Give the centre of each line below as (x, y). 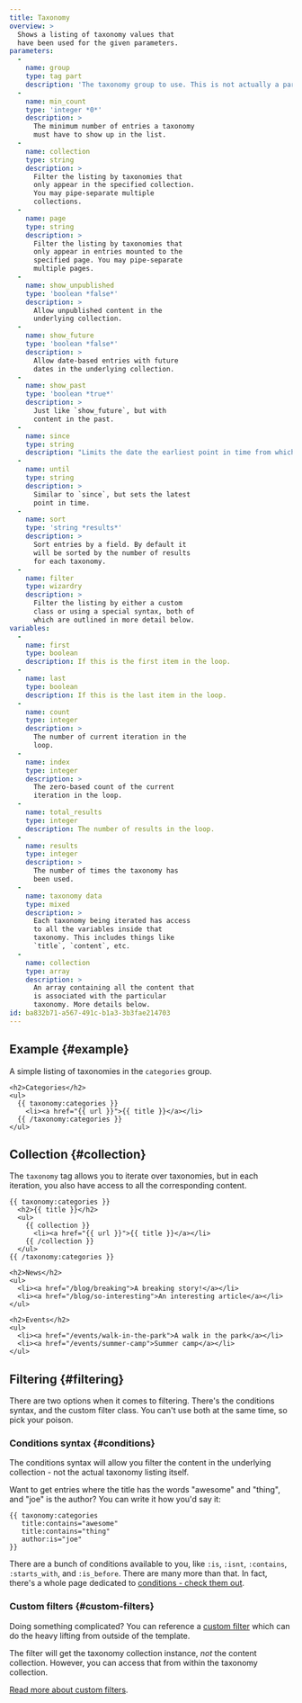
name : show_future (60, 336)
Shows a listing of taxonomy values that (96, 34)
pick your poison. (41, 1420)
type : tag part (54, 76)
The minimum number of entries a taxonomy (114, 127)
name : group (48, 68)
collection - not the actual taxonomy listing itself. (99, 1473)
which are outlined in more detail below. (114, 620)
